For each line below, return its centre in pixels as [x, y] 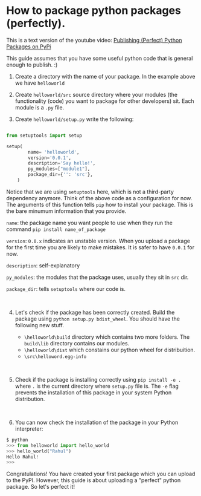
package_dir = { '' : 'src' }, [61, 175]
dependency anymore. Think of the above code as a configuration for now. [99, 198]
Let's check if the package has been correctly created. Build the [95, 312]
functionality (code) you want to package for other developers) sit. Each [104, 101]
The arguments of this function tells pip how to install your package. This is [100, 204]
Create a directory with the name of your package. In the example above [105, 76]
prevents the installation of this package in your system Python [93, 392]
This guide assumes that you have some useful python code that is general [100, 58]
